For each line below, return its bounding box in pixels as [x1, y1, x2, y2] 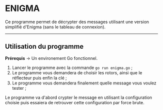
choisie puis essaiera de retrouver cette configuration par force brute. [5, 99, 145, 105]
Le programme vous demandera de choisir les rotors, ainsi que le [12, 69, 142, 75]
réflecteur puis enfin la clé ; [12, 75, 67, 81]
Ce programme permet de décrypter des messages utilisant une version [5, 19, 149, 25]
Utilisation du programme [5, 42, 84, 51]
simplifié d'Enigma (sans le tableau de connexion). [5, 24, 106, 29]
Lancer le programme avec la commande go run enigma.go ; [12, 65, 133, 70]
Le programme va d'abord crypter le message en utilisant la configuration [5, 95, 152, 100]
